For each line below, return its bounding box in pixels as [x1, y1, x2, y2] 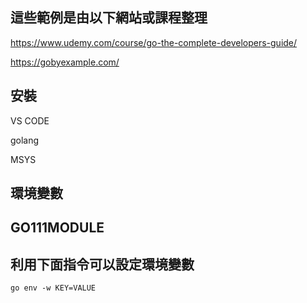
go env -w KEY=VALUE [10, 283, 97, 293]
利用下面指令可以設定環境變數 [10, 256, 195, 273]
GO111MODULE [10, 219, 105, 237]
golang [10, 134, 40, 146]
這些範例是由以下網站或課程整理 [10, 9, 208, 27]
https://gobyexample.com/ [10, 56, 120, 68]
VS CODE [10, 114, 50, 127]
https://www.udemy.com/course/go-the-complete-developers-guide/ [10, 36, 298, 48]
